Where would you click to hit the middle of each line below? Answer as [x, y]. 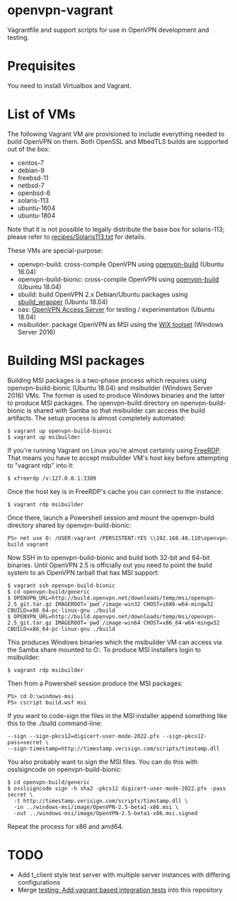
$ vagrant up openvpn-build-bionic [60, 431]
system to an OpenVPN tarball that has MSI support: [83, 572]
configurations [39, 882]
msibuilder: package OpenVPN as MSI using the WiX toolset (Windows [121, 324]
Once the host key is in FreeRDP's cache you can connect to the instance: [115, 491]
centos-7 [31, 162]
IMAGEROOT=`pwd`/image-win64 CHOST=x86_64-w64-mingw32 [137, 622]
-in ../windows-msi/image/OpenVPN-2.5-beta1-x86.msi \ [96, 807]
